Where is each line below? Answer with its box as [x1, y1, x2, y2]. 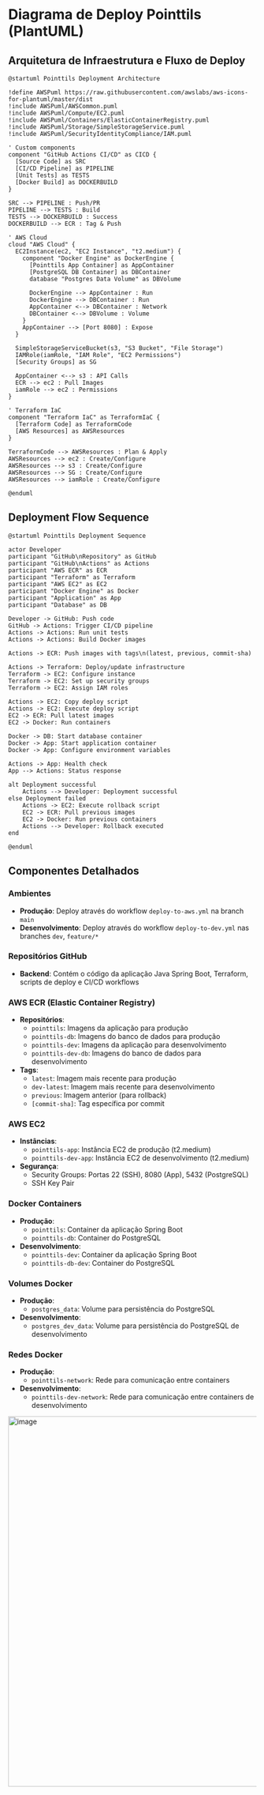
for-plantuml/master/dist [8, 96, 93, 103]
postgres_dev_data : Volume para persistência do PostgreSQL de [31, 1321, 240, 1330]
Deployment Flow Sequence [8, 511, 150, 525]
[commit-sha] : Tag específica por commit [31, 1099, 165, 1108]
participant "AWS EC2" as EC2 [8, 580, 108, 588]
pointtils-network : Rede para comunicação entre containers [31, 1375, 230, 1385]
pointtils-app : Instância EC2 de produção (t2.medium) [31, 1145, 211, 1154]
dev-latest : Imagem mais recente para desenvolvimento [31, 1082, 215, 1092]
